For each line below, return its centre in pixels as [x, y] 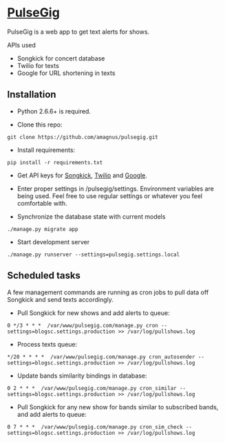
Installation [32, 95]
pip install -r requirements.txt [55, 162]
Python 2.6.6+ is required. [54, 111]
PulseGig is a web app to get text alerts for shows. [78, 32]
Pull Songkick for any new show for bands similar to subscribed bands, [118, 407]
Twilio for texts [38, 65]
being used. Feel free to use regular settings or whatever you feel [110, 196]
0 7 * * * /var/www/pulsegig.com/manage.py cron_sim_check [95, 427]
